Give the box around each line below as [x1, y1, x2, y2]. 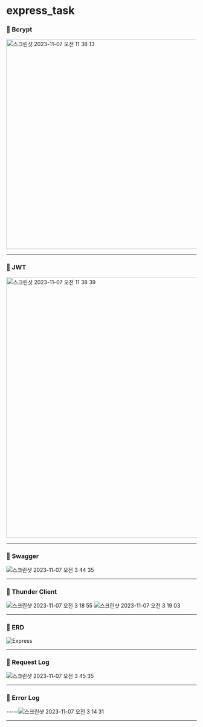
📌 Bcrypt [6, 25, 33, 34]
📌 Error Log [6, 693, 40, 702]
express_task [6, 4, 75, 18]
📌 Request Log [6, 658, 50, 666]
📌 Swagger [6, 552, 39, 560]
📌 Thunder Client [6, 588, 57, 596]
